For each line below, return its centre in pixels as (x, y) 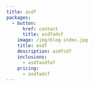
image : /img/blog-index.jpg (52, 40)
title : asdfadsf (43, 35)
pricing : (28, 68)
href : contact (40, 29)
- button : (24, 23)
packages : (19, 18)
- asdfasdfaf (39, 62)
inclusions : (32, 57)
